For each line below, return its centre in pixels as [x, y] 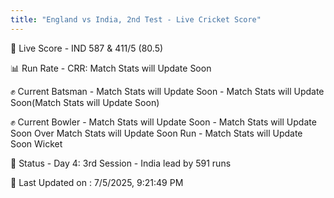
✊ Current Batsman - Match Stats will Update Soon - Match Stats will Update [167, 91]
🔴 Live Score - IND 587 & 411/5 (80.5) [87, 48]
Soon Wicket [36, 143]
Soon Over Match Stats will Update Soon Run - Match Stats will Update [156, 133]
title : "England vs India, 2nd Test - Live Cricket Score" [136, 19]
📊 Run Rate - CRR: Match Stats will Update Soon [111, 68]
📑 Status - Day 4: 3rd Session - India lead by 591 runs [121, 163]
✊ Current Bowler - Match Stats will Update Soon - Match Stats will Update [163, 122]
